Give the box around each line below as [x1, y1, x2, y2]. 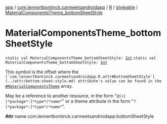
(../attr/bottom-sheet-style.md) [5, 78, 76, 84]
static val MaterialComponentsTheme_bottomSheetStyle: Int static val [5, 55, 156, 60]
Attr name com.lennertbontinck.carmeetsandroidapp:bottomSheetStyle [5, 113, 154, 119]
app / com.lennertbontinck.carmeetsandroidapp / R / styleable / [5, 5, 138, 10]
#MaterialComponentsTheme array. [5, 83, 73, 89]
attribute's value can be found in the [77, 78, 162, 84]
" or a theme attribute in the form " [61, 98, 134, 104]
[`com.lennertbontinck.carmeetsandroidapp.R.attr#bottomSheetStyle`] [5, 74, 155, 79]
